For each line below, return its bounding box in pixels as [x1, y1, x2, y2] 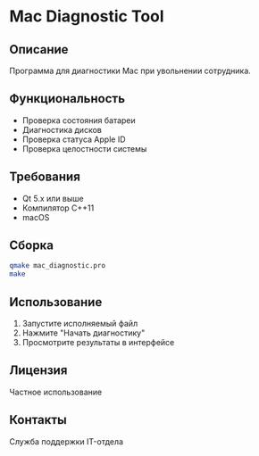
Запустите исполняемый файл [21, 319, 138, 328]
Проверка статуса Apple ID [21, 134, 127, 145]
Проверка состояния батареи [21, 114, 136, 126]
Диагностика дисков [21, 124, 103, 135]
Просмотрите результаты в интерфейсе [21, 337, 175, 347]
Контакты [9, 412, 67, 427]
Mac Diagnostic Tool [9, 6, 164, 27]
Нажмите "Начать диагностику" [21, 327, 146, 338]
